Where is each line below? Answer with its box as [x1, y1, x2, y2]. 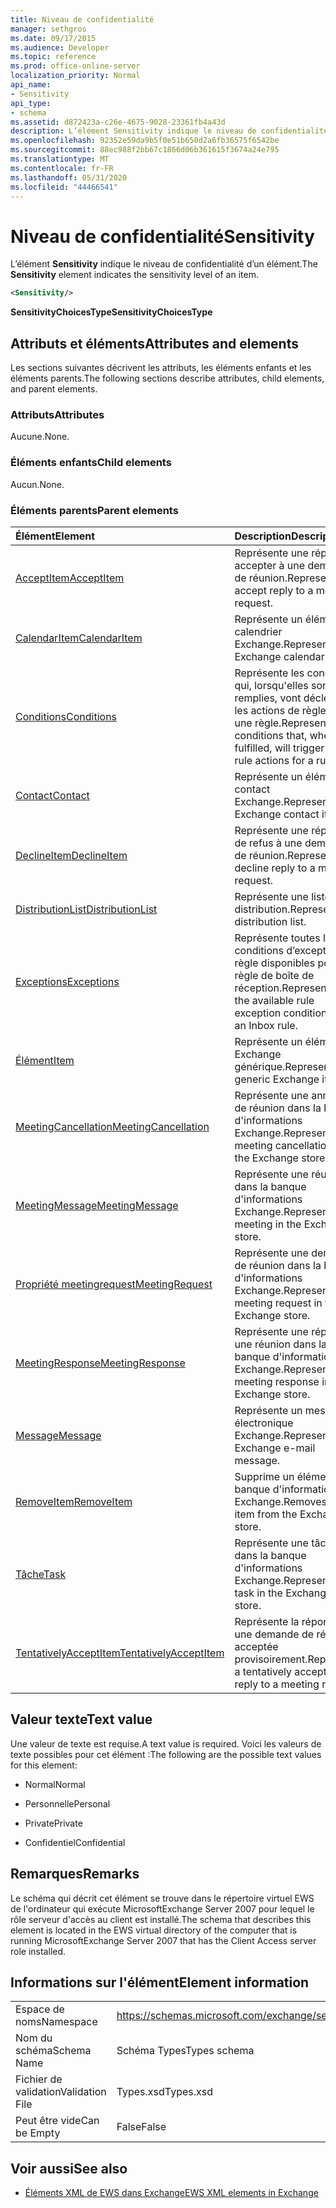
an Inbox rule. [234, 1018, 298, 1032]
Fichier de [15, 2072, 63, 2086]
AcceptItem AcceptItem [15, 571, 125, 585]
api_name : [10, 80, 52, 90]
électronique [234, 1416, 294, 1430]
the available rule [234, 993, 315, 1007]
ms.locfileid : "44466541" [10, 182, 118, 192]
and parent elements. [10, 383, 98, 395]
